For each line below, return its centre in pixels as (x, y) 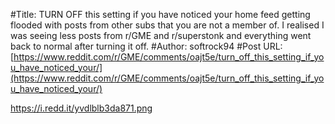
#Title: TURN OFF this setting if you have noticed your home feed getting (160, 14)
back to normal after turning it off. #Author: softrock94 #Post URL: (146, 46)
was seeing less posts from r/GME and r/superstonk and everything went (161, 35)
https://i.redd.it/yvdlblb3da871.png (81, 108)
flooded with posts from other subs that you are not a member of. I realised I (167, 25)
